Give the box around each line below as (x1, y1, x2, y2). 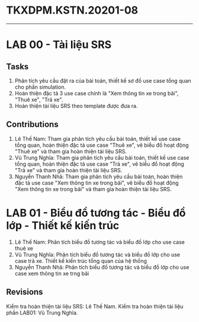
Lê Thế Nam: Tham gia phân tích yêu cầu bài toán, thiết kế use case (14, 135, 181, 142)
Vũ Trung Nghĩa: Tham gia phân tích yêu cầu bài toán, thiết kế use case (14, 154, 190, 161)
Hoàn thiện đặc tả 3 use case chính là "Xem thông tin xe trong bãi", (14, 89, 179, 96)
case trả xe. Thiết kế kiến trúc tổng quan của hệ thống (14, 257, 147, 264)
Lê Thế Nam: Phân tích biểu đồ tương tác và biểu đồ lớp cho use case (14, 238, 185, 246)
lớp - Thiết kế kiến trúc (6, 218, 120, 232)
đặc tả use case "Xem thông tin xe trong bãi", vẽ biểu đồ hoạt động (14, 179, 179, 186)
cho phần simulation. (14, 83, 66, 91)
